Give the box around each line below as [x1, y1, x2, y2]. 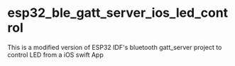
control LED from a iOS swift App [7, 51, 104, 59]
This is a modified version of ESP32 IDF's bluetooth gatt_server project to [7, 43, 222, 51]
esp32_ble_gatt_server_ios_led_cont [7, 5, 229, 21]
